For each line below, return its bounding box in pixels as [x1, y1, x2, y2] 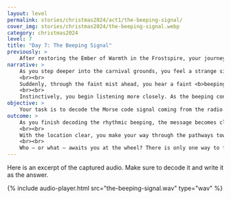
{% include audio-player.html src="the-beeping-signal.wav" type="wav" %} [7, 184, 223, 192]
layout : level [7, 10, 48, 17]
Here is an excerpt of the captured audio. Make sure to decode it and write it [7, 163, 224, 171]
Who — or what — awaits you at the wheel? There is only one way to [19, 145, 220, 151]
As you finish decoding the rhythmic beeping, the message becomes [19, 118, 217, 126]
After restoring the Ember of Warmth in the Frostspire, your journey [19, 55, 226, 62]
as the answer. [7, 171, 49, 179]
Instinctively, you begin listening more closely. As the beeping [19, 94, 214, 101]
